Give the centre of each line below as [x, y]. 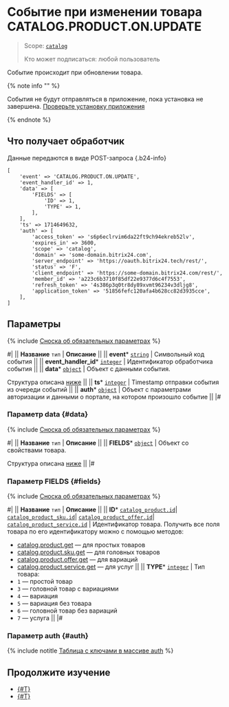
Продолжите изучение [59, 672]
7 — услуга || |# [40, 618]
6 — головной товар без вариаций [67, 611]
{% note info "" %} [34, 85]
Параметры [34, 324]
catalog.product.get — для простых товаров [81, 545]
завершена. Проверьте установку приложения [76, 106]
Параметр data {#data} [47, 414]
